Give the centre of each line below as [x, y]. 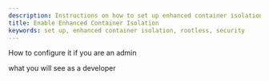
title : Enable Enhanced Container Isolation [84, 23]
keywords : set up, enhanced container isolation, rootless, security [127, 30]
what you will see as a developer [62, 68]
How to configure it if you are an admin [73, 53]
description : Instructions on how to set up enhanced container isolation [136, 15]
